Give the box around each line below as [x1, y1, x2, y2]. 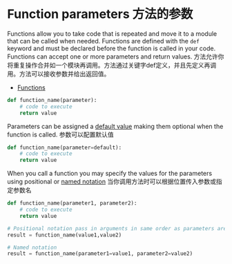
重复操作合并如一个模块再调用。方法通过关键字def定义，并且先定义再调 [12, 61, 216, 69]
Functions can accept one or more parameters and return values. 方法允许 [7, 52, 219, 61]
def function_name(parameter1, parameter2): [7, 200, 137, 207]
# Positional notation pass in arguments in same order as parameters [7, 225, 215, 232]
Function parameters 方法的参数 [7, 6, 193, 22]
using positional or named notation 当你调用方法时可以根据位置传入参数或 [7, 177, 216, 186]
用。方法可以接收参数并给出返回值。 [7, 70, 110, 78]
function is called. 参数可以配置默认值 [7, 130, 114, 139]
